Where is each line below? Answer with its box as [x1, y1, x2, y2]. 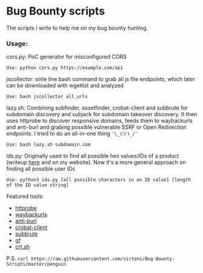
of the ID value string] [6, 182, 69, 188]
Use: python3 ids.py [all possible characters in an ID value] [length [6, 177, 191, 183]
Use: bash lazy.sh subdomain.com [6, 142, 91, 148]
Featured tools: [6, 192, 44, 200]
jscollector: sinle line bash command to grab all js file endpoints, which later [6, 76, 195, 83]
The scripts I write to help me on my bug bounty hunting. [6, 24, 148, 31]
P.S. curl [6, 255, 29, 262]
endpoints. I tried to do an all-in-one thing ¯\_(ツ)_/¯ [6, 130, 138, 137]
